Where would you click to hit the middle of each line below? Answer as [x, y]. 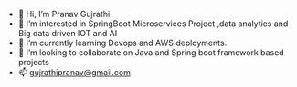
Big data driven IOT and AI [68, 33]
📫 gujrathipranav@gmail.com [74, 72]
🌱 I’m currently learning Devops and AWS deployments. [122, 43]
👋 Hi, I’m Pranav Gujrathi [64, 14]
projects [34, 62]
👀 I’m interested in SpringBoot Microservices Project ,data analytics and [153, 24]
